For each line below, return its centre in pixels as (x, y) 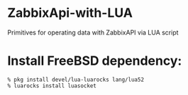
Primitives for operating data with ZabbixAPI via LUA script (93, 32)
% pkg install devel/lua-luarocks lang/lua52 (76, 80)
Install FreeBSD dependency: (95, 61)
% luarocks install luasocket (52, 86)
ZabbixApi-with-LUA (70, 13)
